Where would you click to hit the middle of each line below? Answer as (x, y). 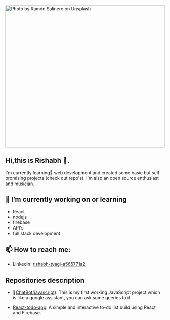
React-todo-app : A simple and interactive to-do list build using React (84, 307)
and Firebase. (27, 313)
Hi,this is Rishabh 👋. (37, 161)
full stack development (36, 233)
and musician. (20, 184)
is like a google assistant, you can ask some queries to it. (72, 298)
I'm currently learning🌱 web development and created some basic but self (82, 173)
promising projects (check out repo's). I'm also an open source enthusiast (82, 178)
